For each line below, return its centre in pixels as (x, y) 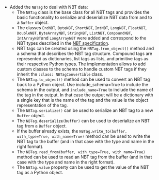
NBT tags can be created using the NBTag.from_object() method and (85, 48)
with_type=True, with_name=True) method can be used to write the (84, 136)
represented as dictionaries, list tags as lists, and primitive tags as (83, 59)
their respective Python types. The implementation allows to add (81, 64)
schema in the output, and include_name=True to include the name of (85, 90)
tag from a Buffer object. (42, 126)
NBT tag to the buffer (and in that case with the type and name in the (85, 141)
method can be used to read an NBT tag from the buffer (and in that (84, 157)
